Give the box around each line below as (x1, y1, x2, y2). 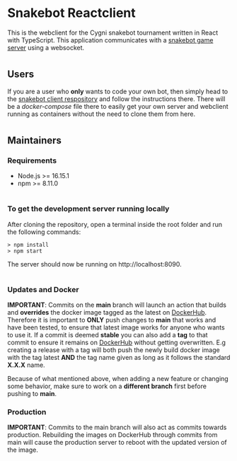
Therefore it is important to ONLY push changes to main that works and (7, 316, 216, 325)
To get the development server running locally (7, 204, 170, 214)
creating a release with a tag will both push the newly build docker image (7, 346, 221, 354)
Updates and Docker (7, 284, 79, 294)
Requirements (7, 156, 57, 165)
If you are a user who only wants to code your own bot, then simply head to (7, 87, 229, 95)
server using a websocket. (7, 43, 85, 52)
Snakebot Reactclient (7, 5, 136, 21)
